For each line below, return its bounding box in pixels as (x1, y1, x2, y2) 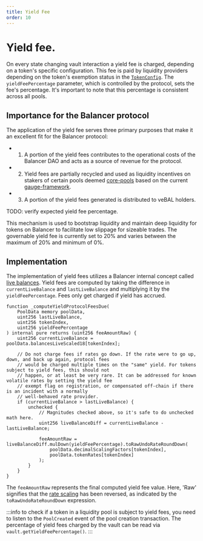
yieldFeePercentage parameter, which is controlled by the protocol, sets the (6, 80, 195, 87)
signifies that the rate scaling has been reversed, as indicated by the (6, 490, 177, 497)
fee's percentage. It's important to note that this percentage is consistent (6, 86, 189, 94)
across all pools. (6, 93, 47, 100)
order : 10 (6, 15, 32, 21)
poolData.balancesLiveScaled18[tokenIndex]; (6, 340, 121, 347)
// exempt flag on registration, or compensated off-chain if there (17, 383, 194, 390)
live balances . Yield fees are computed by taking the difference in (6, 279, 170, 287)
